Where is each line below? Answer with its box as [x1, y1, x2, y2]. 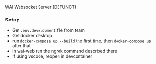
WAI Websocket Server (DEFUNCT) [5, 4, 77, 10]
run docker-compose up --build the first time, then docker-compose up [12, 38, 151, 43]
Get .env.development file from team [12, 27, 85, 33]
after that [12, 43, 31, 49]
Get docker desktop [12, 33, 52, 39]
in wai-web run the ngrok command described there [12, 48, 117, 54]
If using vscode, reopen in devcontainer [12, 53, 93, 59]
